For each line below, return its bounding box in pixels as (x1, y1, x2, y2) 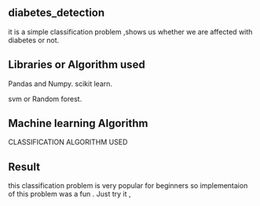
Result (8, 160, 41, 173)
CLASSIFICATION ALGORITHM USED (8, 137, 128, 147)
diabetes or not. (8, 35, 60, 45)
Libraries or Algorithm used (8, 58, 145, 71)
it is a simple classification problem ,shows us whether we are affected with (8, 27, 253, 36)
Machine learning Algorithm (8, 117, 148, 130)
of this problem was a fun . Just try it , (8, 190, 131, 199)
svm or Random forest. (8, 94, 82, 103)
